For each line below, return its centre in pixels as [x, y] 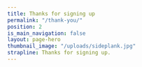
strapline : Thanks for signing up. [59, 53]
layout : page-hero [34, 40]
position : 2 [24, 27]
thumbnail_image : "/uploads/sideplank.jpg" [72, 46]
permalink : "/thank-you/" [45, 20]
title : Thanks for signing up [51, 14]
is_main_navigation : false [47, 33]
